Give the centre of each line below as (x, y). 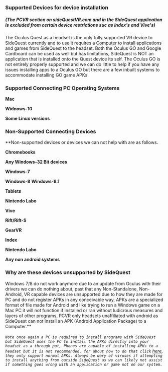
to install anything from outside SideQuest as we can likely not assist (84, 360)
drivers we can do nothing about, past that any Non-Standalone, (72, 289)
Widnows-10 (19, 109)
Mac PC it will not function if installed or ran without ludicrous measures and (84, 310)
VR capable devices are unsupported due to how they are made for (93, 294)
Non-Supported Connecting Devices (51, 131)
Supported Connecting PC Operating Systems (62, 88)
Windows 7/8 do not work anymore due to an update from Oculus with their (83, 283)
